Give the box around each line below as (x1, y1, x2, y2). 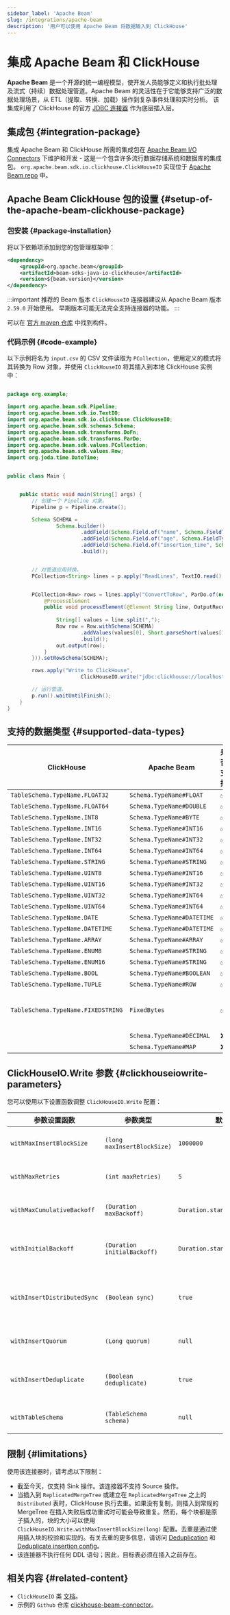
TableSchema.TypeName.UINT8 (10, 870, 102, 877)
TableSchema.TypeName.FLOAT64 (10, 802, 110, 811)
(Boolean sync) (105, 1294, 155, 1302)
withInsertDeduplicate (10, 1376, 84, 1384)
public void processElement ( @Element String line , (43, 604, 192, 611)
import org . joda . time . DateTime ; (7, 454, 99, 461)
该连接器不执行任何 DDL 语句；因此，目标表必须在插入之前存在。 (16, 1551, 201, 1559)
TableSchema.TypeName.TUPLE (10, 981, 102, 989)
